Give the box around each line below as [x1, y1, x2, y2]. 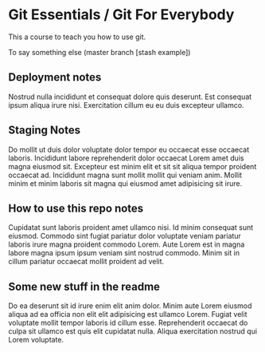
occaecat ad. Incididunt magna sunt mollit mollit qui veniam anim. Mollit [8, 170, 243, 180]
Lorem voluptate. [8, 335, 64, 345]
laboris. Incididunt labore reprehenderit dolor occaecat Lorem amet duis [8, 153, 244, 163]
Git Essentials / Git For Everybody [8, 6, 235, 24]
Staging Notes [8, 124, 81, 137]
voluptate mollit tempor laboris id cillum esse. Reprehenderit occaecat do [8, 318, 248, 328]
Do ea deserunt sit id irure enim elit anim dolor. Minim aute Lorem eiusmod [8, 301, 252, 310]
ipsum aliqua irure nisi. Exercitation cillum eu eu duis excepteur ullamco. [8, 100, 244, 109]
